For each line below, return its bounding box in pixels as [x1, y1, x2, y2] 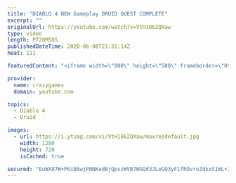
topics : [7, 101, 30, 108]
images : [7, 127, 30, 134]
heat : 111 [7, 50, 37, 57]
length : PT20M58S [7, 37, 58, 44]
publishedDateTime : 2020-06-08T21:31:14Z [7, 43, 131, 50]
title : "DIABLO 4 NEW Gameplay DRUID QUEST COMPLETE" [7, 10, 169, 18]
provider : [7, 75, 37, 82]
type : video [7, 30, 42, 37]
